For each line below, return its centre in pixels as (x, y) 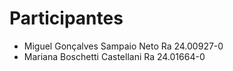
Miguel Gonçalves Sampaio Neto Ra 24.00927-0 (123, 46)
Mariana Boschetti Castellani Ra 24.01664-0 (114, 56)
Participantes (66, 18)
